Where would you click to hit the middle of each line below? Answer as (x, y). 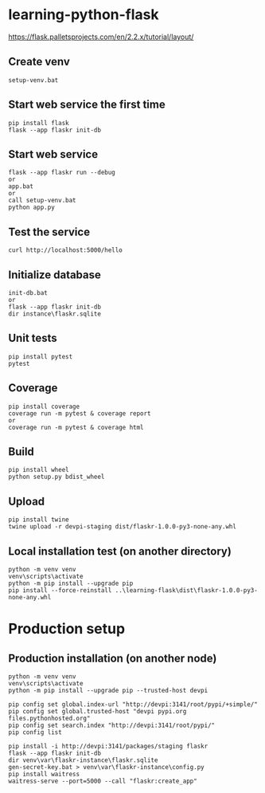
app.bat (21, 186)
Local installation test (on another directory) (120, 551)
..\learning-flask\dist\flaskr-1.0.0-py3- (187, 591)
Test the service (49, 232)
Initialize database (55, 275)
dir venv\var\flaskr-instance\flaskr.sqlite (83, 760)
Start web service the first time (87, 105)
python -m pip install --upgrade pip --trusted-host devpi (108, 691)
